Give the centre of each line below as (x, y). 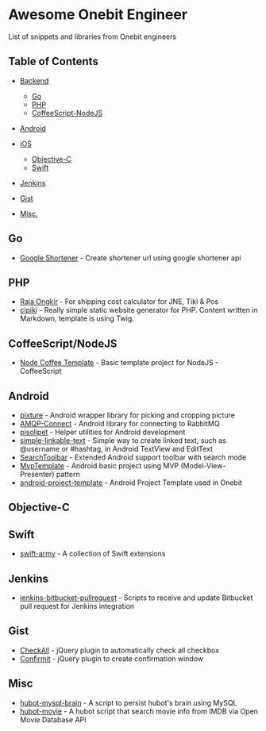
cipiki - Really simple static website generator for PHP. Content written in (139, 310)
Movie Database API (53, 719)
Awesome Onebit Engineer (98, 15)
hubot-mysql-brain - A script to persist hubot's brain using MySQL (128, 702)
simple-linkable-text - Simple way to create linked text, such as (123, 441)
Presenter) (37, 474)
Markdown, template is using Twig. (77, 318)
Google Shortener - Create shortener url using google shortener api (130, 258)
